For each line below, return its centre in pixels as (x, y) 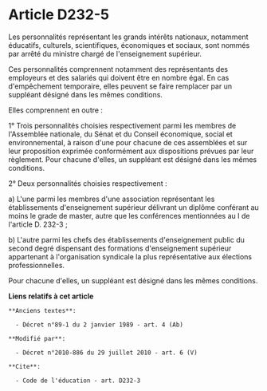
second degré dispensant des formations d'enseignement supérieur (120, 248)
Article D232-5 (59, 15)
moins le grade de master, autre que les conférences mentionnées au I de (129, 215)
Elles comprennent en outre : (56, 110)
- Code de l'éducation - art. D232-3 (78, 381)
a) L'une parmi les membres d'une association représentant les (112, 199)
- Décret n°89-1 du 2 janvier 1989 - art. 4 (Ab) (99, 325)
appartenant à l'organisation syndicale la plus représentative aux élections (130, 256)
